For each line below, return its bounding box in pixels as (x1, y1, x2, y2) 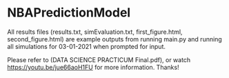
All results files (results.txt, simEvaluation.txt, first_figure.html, (7, 28, 183, 36)
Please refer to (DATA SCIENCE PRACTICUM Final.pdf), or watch (7, 55, 191, 64)
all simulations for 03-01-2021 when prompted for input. (7, 42, 166, 50)
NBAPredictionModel (7, 5, 131, 21)
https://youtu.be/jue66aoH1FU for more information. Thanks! (7, 63, 179, 71)
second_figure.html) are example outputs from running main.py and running (7, 35, 222, 43)
